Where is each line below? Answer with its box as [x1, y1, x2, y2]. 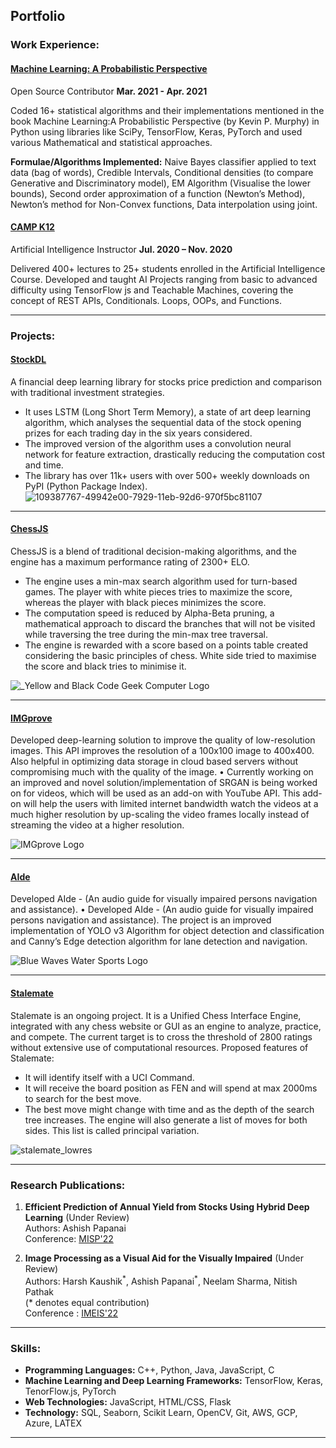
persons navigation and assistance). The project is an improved [10, 914, 272, 926]
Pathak [24, 1285, 55, 1298]
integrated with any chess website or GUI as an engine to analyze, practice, [10, 1020, 322, 1032]
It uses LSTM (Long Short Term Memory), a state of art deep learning [24, 405, 312, 418]
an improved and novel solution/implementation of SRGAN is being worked [10, 777, 318, 789]
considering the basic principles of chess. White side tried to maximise [24, 650, 317, 662]
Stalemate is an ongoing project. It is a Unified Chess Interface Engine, [10, 1009, 302, 1021]
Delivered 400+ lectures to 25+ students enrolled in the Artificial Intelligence [10, 262, 326, 274]
